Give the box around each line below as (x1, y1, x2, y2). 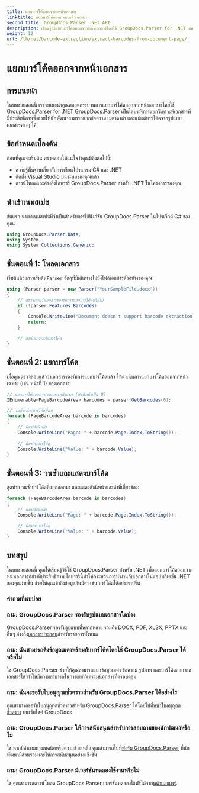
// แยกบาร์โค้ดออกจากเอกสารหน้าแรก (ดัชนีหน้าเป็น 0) (7, 391, 107, 397)
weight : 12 (7, 31, 34, 37)
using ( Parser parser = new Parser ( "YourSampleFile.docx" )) (7, 286, 159, 292)
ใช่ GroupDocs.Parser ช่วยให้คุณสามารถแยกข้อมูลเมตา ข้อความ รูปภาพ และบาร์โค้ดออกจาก (7, 666, 192, 673)
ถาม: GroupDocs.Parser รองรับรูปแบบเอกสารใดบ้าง (7, 610, 136, 618)
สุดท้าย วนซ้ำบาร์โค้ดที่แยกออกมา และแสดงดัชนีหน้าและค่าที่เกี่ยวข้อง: (7, 483, 140, 491)
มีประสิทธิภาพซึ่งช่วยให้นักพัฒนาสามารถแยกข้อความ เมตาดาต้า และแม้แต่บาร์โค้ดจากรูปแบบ (7, 115, 182, 121)
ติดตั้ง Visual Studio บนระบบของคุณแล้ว (15, 173, 99, 180)
